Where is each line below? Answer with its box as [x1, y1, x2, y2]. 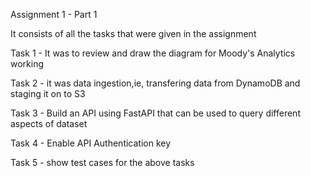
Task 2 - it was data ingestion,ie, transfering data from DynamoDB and [10, 77, 301, 89]
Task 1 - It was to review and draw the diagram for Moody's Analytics [10, 47, 296, 59]
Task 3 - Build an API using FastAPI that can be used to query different [10, 107, 301, 119]
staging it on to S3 [10, 88, 86, 99]
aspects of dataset [10, 118, 88, 129]
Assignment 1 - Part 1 [10, 9, 98, 20]
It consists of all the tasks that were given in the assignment [10, 28, 257, 39]
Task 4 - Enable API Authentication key [10, 137, 172, 149]
